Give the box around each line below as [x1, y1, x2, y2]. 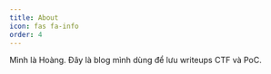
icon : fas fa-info [9, 22, 79, 31]
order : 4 [9, 30, 43, 39]
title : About [9, 13, 59, 23]
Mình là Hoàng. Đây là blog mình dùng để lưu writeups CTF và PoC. [9, 55, 262, 66]
